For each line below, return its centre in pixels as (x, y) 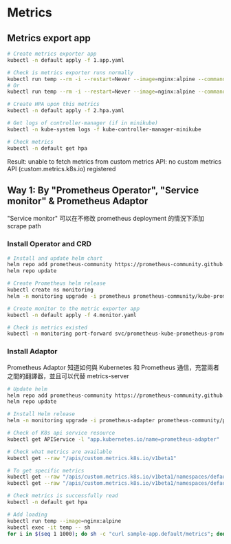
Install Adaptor (32, 351)
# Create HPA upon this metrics (53, 105)
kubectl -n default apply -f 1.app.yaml (66, 60)
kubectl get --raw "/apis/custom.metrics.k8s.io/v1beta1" (92, 458)
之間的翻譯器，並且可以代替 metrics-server (68, 376)
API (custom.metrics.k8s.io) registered (62, 168)
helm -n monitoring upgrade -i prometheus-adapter (81, 421)
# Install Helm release (41, 414)
